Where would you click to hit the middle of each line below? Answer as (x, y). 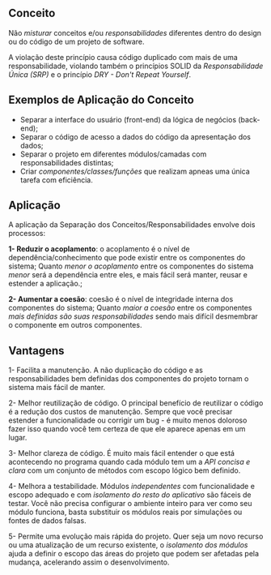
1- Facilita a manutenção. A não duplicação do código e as (106, 370)
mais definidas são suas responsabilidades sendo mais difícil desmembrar (133, 316)
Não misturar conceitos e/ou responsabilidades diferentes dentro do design (135, 32)
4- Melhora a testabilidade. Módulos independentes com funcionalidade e (131, 487)
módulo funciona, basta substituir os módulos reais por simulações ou (125, 512)
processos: (27, 234)
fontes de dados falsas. (47, 521)
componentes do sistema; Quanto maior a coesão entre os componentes (130, 308)
